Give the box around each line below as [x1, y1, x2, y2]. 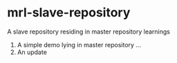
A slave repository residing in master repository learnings [7, 27, 171, 36]
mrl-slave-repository [7, 5, 131, 21]
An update [17, 48, 47, 56]
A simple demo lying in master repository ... [17, 40, 142, 49]
